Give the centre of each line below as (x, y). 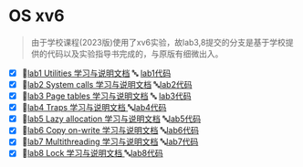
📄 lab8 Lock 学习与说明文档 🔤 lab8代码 (92, 153)
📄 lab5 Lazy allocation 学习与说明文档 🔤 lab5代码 (111, 119)
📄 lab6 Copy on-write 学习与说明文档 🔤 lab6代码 (110, 130)
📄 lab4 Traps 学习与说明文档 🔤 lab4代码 (94, 108)
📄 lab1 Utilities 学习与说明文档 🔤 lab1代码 (96, 73)
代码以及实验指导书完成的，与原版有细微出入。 (135, 53)
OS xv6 (37, 16)
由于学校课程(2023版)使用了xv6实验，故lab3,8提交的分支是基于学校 (158, 42)
